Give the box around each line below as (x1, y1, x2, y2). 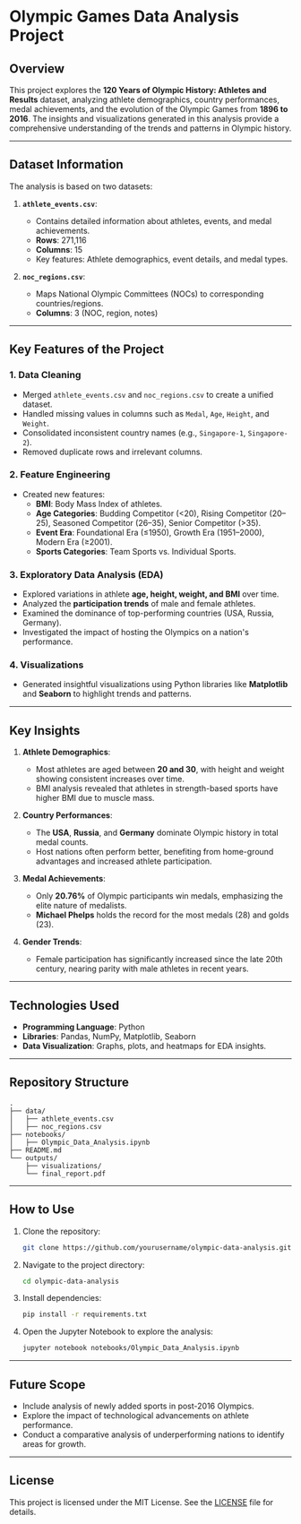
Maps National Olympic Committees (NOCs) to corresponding (35, 288, 264, 299)
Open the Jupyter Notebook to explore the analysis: (21, 1326, 213, 1337)
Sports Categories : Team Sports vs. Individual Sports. (35, 546, 236, 556)
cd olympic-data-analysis (21, 1277, 119, 1286)
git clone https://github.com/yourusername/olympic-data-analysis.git (21, 1243, 292, 1252)
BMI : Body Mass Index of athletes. (35, 498, 163, 509)
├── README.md (9, 1145, 63, 1155)
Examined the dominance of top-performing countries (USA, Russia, (21, 607, 275, 619)
